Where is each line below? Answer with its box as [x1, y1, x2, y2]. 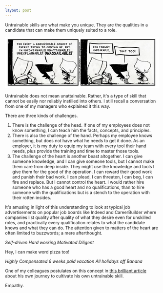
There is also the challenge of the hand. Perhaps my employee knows [12, 132, 153, 138]
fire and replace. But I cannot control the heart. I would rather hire [12, 179, 144, 185]
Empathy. [5, 282, 24, 288]
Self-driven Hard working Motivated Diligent [5, 239, 94, 245]
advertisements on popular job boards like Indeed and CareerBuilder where [5, 209, 157, 215]
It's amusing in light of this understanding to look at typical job [5, 204, 130, 210]
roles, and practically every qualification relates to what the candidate [5, 219, 145, 225]
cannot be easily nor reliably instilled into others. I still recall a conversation [5, 98, 156, 104]
